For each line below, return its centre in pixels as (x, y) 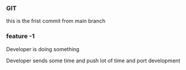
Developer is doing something (43, 49)
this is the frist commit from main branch (56, 21)
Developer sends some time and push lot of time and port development (93, 61)
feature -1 (21, 36)
